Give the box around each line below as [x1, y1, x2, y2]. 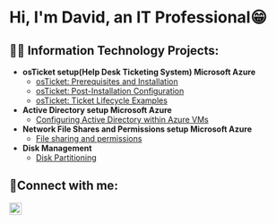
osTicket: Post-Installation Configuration [35, 86, 185, 96]
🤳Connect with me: [9, 178, 118, 194]
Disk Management [22, 142, 92, 153]
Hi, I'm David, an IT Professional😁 [9, 7, 267, 28]
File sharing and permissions [35, 134, 142, 143]
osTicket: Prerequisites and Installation [35, 76, 179, 87]
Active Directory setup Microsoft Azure [22, 105, 172, 115]
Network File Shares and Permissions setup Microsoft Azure [22, 124, 253, 134]
